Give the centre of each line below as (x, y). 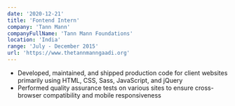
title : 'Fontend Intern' (43, 20)
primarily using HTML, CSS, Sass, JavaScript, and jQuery (100, 80)
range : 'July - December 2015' (53, 46)
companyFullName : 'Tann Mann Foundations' (70, 33)
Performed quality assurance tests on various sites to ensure (106, 88)
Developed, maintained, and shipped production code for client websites (122, 73)
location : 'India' (34, 40)
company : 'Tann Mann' (39, 27)
